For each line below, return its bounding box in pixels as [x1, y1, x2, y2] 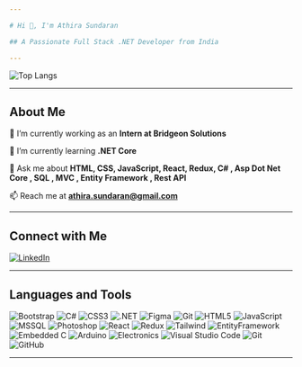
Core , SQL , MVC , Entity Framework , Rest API [9, 173, 187, 183]
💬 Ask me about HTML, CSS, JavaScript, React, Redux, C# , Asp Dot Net [9, 163, 281, 174]
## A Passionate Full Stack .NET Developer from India [9, 37, 219, 46]
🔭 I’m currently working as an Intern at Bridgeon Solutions [9, 128, 226, 139]
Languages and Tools [9, 287, 132, 302]
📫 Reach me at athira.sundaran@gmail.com [9, 191, 178, 201]
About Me [9, 104, 66, 120]
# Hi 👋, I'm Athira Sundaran [9, 21, 119, 30]
